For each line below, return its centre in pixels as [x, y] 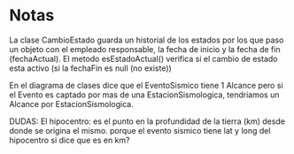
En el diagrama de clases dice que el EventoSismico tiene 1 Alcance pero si [146, 85]
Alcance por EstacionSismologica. [72, 104]
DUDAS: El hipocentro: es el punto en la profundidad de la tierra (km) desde [147, 121]
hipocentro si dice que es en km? [70, 140]
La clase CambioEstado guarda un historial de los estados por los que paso [147, 40]
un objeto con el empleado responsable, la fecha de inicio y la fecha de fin [145, 49]
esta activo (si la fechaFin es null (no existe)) [91, 68]
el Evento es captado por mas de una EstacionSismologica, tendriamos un [144, 95]
